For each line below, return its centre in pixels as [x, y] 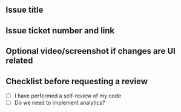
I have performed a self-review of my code [68, 96]
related [19, 61]
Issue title [25, 10]
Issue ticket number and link [60, 31]
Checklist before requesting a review [77, 81]
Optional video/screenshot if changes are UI [91, 51]
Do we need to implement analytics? [60, 103]
